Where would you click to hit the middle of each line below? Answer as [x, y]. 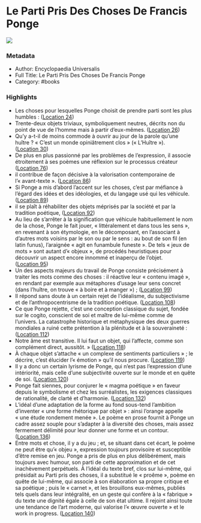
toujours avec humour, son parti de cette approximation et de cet [95, 462]
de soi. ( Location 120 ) [42, 379]
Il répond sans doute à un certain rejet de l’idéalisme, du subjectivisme [102, 296]
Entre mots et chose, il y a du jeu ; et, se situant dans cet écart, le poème [105, 443]
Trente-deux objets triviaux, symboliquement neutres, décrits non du [100, 123]
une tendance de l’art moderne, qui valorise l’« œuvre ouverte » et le [100, 507]
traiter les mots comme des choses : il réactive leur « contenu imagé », [102, 277]
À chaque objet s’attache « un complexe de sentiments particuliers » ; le [104, 353]
